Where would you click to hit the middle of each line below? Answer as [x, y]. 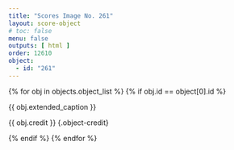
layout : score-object [45, 23]
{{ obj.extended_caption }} [52, 106]
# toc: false [30, 31]
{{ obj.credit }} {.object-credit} [58, 123]
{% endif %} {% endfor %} [53, 138]
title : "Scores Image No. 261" [61, 16]
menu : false [28, 38]
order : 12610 [30, 53]
